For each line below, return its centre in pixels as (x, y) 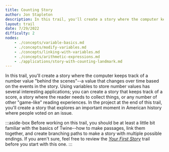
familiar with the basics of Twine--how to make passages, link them (75, 128)
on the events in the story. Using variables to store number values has (77, 87)
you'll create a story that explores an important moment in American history (83, 108)
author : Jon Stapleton (29, 15)
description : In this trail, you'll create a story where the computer (82, 19)
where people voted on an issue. (39, 113)
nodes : (12, 38)
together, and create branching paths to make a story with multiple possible (83, 133)
